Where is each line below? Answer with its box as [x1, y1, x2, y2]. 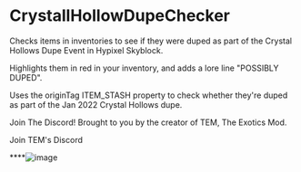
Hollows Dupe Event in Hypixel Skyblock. [9, 44, 164, 55]
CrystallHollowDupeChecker [9, 5, 230, 26]
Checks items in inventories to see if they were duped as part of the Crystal [9, 35, 293, 46]
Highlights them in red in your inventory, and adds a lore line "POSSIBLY [9, 62, 279, 73]
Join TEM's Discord [9, 134, 84, 145]
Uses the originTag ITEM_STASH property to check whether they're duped [9, 90, 288, 100]
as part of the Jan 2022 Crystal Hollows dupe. [9, 99, 183, 110]
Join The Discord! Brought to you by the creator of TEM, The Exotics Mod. [9, 117, 287, 128]
